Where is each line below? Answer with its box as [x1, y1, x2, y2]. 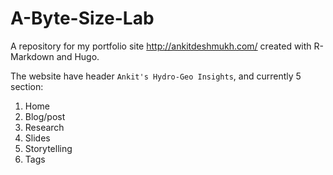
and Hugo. [56, 50, 100, 62]
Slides [24, 132, 51, 144]
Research [24, 121, 65, 133]
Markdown [10, 50, 55, 62]
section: [10, 80, 44, 92]
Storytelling [24, 142, 73, 154]
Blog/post [24, 110, 66, 122]
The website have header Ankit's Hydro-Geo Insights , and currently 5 [10, 70, 302, 82]
